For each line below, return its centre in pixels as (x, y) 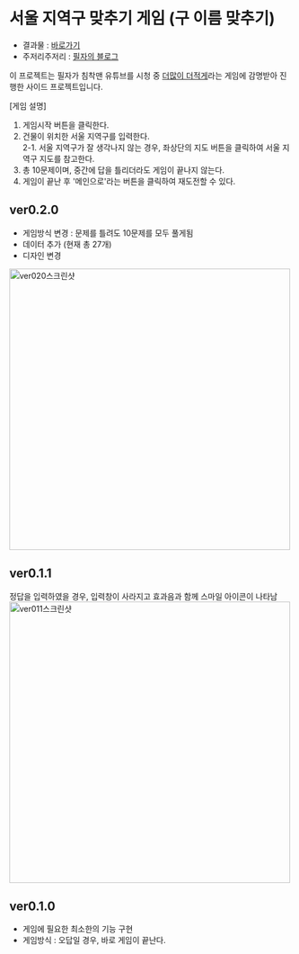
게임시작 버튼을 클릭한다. (66, 125)
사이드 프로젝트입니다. (64, 86)
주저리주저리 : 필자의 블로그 (70, 56)
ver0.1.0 (32, 906)
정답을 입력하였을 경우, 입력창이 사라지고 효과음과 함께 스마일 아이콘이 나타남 (144, 596)
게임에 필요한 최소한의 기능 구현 (77, 929)
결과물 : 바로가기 (51, 45)
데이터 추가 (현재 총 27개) (67, 244)
